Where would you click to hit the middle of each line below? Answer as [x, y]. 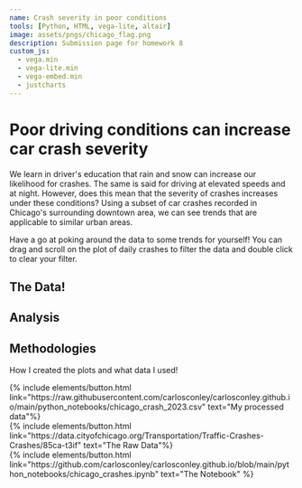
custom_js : [30, 52]
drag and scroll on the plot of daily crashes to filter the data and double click [151, 249]
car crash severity [79, 149]
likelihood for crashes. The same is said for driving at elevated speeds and [147, 183]
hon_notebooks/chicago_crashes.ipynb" [84, 474]
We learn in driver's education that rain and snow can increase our [133, 174]
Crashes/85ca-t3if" [46, 446]
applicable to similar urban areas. [71, 221]
